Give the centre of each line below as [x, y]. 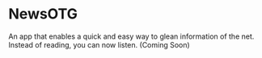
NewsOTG [43, 14]
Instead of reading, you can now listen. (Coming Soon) [99, 44]
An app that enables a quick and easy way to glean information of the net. [131, 36]
